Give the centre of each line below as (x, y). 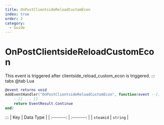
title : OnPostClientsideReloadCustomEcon (48, 10)
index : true (17, 14)
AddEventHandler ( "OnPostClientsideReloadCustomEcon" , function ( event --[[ (83, 94)
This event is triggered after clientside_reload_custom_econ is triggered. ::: (80, 76)
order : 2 (14, 19)
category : (15, 23)
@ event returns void (26, 90)
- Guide (17, 28)
